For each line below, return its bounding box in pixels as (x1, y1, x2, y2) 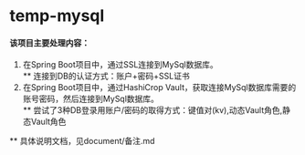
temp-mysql (9, 5, 105, 26)
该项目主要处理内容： (9, 37, 89, 48)
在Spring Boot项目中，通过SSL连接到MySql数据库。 (22, 59, 218, 70)
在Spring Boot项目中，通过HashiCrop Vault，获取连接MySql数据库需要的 (22, 82, 297, 93)
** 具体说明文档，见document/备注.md (9, 136, 155, 147)
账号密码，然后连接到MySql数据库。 (22, 93, 160, 105)
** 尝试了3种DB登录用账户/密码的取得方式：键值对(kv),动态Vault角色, (22, 105, 283, 116)
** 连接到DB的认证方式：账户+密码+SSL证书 (22, 70, 190, 82)
